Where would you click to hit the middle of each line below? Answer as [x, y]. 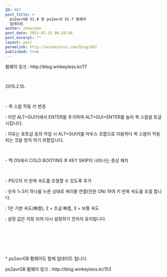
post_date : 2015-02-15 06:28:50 [39, 33]
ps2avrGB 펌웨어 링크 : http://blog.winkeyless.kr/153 [58, 269]
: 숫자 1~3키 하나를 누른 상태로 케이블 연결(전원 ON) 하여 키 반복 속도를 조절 [79, 191]
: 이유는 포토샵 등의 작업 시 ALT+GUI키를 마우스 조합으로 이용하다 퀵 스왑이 [78, 133]
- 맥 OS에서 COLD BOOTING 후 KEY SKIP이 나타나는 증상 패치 [67, 160]
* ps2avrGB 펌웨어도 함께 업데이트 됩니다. [46, 258]
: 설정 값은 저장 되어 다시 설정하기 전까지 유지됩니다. [56, 218]
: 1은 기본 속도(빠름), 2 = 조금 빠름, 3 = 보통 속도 [52, 208]
